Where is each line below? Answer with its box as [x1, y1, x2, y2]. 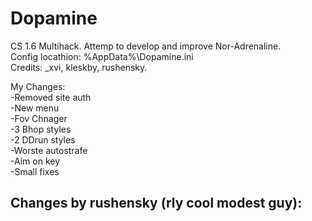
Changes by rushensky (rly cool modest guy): [10, 195, 303, 212]
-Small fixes [10, 165, 60, 177]
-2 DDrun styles [10, 133, 76, 146]
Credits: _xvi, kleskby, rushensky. [10, 61, 148, 73]
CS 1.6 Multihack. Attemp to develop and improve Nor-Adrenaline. [10, 40, 282, 52]
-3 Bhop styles [10, 123, 72, 135]
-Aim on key [10, 155, 61, 167]
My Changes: [10, 80, 66, 92]
